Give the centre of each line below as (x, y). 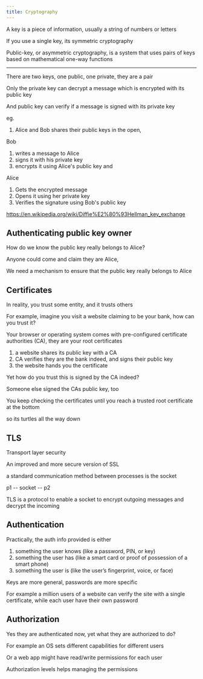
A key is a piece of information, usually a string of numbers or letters (92, 29)
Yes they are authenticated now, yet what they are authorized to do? (91, 634)
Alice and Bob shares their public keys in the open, (78, 130)
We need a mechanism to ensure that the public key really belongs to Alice (99, 271)
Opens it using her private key (52, 196)
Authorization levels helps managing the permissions (72, 669)
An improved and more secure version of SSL (63, 464)
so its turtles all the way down (43, 419)
